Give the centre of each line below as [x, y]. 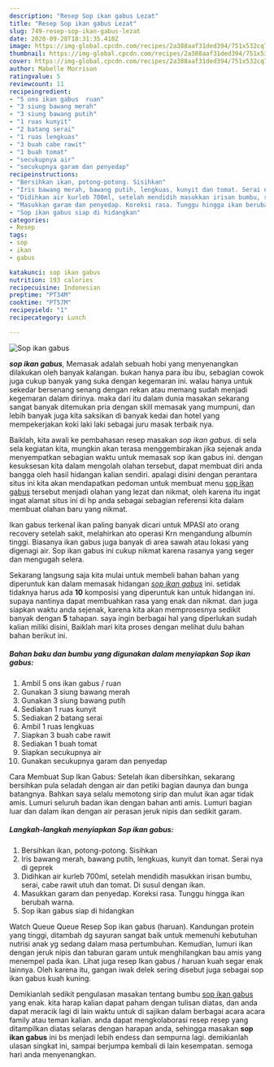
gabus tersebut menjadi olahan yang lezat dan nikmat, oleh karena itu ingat [135, 492]
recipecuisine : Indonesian [55, 288]
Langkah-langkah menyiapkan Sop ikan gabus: [91, 830]
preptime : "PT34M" [40, 295]
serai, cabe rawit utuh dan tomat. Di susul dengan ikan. [113, 885]
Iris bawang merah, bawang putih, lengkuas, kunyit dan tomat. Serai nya [142, 859]
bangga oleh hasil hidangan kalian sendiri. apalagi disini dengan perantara [133, 474]
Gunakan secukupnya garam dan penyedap [94, 761]
